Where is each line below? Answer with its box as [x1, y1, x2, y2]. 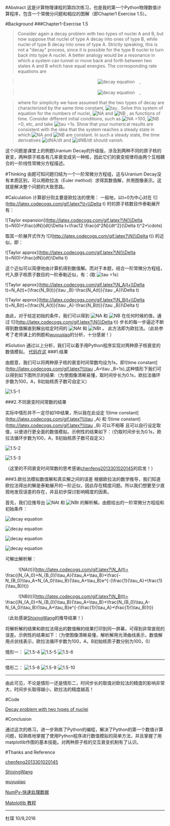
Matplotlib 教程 [5, 800, 36, 806]
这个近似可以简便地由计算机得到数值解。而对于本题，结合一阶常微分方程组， [5, 265, 165, 271]
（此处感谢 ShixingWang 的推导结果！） [5, 615, 86, 621]
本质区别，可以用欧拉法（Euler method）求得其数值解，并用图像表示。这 [9, 178, 162, 183]
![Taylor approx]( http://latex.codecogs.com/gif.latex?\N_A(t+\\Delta [5, 282, 145, 287]
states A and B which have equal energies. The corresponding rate [17, 63, 157, 69]
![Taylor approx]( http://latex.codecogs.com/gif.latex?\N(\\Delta [5, 249, 136, 255]
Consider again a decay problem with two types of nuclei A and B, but [17, 31, 164, 36]
